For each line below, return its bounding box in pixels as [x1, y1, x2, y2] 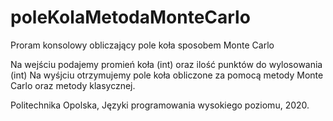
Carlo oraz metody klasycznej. [10, 79, 136, 91]
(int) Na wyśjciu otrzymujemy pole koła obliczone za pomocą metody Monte [10, 69, 324, 81]
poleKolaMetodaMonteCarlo [10, 6, 251, 29]
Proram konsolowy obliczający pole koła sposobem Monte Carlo [10, 39, 275, 51]
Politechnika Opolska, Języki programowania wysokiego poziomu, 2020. [10, 99, 310, 111]
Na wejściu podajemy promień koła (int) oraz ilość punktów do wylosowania [10, 58, 323, 70]
